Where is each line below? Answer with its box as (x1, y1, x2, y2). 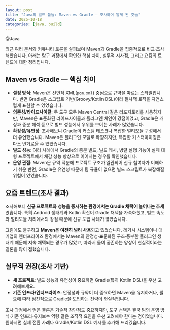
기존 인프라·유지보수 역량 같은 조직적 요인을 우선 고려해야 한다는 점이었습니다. (10, 313, 164, 319)
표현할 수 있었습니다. (22, 102, 63, 108)
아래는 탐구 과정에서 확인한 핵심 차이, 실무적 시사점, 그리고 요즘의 (28, 52, 157, 59)
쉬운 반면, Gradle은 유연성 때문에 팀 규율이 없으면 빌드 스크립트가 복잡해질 (18, 166, 165, 172)
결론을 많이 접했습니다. (5, 245, 50, 252)
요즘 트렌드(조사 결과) (5, 189, 69, 198)
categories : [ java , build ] (5, 21, 62, 27)
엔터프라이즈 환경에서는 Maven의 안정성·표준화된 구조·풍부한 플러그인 (18, 233, 156, 239)
